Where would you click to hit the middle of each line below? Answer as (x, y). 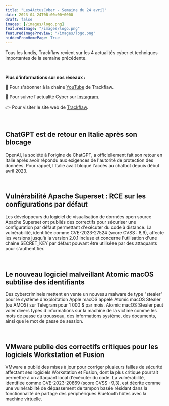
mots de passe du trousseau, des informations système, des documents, (81, 316)
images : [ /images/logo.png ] (35, 24)
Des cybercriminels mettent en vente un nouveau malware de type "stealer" (84, 294)
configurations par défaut (47, 204)
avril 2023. (16, 171)
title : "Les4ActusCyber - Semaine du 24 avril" (56, 10)
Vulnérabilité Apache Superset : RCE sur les (76, 197)
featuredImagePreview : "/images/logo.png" (50, 33)
